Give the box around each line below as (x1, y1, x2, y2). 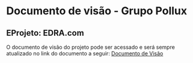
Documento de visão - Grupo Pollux (6, 4, 188, 18)
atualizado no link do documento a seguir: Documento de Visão (6, 50, 164, 57)
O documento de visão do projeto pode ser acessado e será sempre (6, 43, 176, 51)
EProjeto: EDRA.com (6, 28, 84, 38)
